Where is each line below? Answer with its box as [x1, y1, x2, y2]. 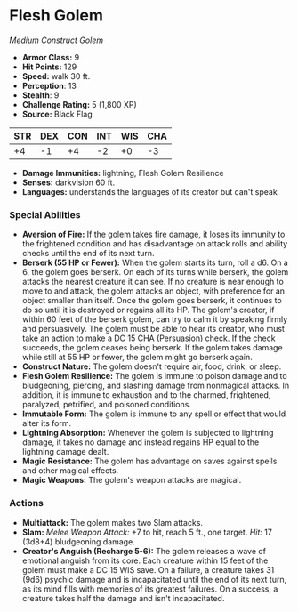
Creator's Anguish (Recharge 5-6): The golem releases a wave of [21, 545, 267, 556]
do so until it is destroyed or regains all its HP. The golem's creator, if [21, 304, 275, 316]
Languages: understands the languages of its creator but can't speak [21, 186, 278, 197]
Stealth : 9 [21, 90, 60, 101]
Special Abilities [9, 208, 81, 221]
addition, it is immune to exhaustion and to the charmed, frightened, [21, 390, 271, 400]
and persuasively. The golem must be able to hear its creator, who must [21, 324, 285, 334]
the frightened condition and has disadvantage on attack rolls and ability [21, 238, 288, 249]
